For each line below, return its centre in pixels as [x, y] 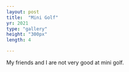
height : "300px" [27, 34]
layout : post [23, 12]
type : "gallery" [27, 29]
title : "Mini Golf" [33, 18]
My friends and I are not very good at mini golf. [65, 62]
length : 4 [19, 40]
